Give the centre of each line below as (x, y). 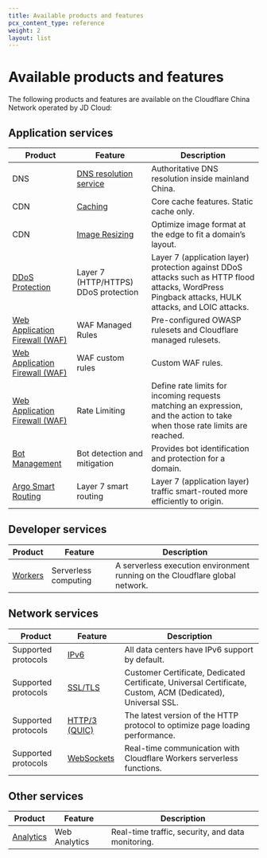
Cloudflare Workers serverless (181, 758)
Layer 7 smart (103, 486)
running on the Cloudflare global (175, 575)
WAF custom (101, 358)
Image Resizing (105, 234)
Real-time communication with (182, 748)
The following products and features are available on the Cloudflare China (129, 100)
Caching (93, 206)
